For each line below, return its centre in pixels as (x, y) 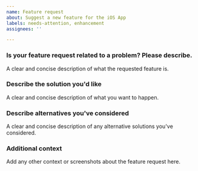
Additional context (34, 149)
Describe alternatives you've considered (68, 113)
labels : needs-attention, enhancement (55, 23)
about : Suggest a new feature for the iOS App (66, 18)
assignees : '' (24, 29)
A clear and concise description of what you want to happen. (83, 97)
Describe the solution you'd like (54, 84)
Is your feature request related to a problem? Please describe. (99, 55)
